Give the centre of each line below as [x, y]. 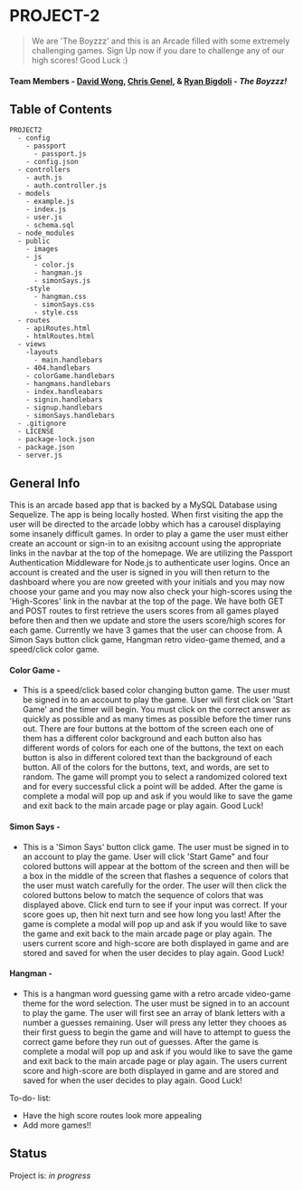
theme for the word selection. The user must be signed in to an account [156, 1003]
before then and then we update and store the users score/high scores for [147, 621]
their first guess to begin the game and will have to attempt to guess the [156, 1032]
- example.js [50, 202]
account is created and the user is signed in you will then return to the [140, 573]
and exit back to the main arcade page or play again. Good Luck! [143, 806]
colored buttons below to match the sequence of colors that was [143, 895]
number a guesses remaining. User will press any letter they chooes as [155, 1022]
